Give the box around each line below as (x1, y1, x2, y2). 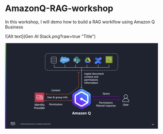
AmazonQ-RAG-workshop (5, 3, 114, 14)
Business (5, 24, 23, 30)
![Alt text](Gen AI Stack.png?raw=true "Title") (5, 33, 96, 39)
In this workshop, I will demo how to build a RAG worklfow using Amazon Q (5, 19, 155, 25)
